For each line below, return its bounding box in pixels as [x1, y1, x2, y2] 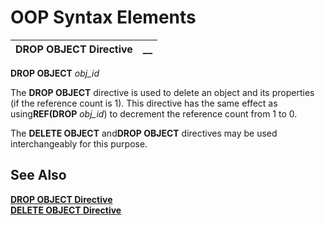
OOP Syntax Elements [10, 6, 197, 29]
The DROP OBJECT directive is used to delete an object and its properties [10, 86, 315, 98]
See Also [10, 167, 67, 184]
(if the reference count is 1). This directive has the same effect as [10, 97, 278, 109]
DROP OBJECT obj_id [10, 67, 100, 79]
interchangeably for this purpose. [10, 137, 148, 150]
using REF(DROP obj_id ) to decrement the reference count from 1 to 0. [10, 107, 298, 120]
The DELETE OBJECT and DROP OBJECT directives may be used [10, 127, 278, 139]
